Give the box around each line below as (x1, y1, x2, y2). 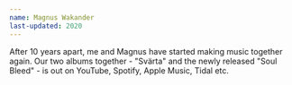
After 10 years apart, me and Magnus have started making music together (9, 46, 283, 56)
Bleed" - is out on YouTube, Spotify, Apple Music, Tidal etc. (9, 64, 230, 76)
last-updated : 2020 (9, 21, 83, 30)
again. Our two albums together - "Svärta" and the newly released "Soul (9, 55, 278, 66)
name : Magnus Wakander (9, 13, 95, 22)
